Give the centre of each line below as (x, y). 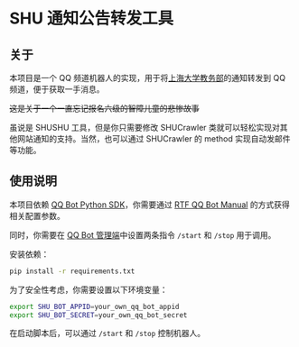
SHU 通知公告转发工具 (92, 18)
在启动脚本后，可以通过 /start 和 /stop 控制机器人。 (107, 333)
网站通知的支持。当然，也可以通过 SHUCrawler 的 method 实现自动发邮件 (154, 139)
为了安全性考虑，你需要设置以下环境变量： (89, 289)
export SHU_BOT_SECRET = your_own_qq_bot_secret (98, 315)
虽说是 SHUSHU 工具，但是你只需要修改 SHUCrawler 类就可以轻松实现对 (145, 128)
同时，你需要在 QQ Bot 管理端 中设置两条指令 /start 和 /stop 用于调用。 (143, 234)
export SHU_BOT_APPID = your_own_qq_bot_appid (94, 306)
